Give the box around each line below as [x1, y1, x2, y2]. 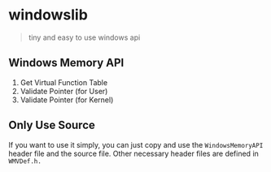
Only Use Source [8, 118, 95, 132]
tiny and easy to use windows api [28, 32, 141, 42]
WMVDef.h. [8, 157, 42, 166]
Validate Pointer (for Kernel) [20, 95, 114, 105]
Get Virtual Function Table [20, 77, 108, 87]
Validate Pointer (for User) [20, 86, 108, 96]
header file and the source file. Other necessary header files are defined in [8, 148, 259, 158]
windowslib [8, 6, 88, 24]
